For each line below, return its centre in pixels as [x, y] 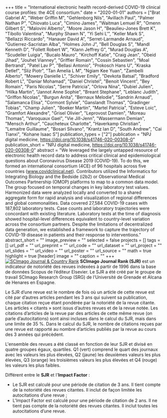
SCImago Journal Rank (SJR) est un [117, 261]
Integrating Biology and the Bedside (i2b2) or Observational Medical [75, 177]
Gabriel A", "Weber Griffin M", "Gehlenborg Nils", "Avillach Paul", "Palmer [80, 18]
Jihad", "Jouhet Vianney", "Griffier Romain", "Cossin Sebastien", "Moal [77, 60]
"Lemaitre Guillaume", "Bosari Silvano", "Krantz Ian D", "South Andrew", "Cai [83, 129]
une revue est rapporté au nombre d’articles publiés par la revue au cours [81, 329]
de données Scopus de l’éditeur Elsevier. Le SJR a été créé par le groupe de [83, 272]
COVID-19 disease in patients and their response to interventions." [73, 235]
